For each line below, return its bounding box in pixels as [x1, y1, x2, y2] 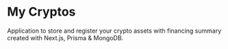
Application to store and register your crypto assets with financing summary [7, 27, 222, 35]
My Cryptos [7, 4, 76, 20]
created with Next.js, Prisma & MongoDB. [7, 33, 124, 42]
